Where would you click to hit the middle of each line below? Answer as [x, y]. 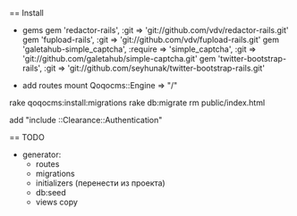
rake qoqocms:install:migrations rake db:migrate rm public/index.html [137, 103]
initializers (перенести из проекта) [100, 183]
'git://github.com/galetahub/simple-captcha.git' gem [119, 58]
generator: [42, 154]
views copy [57, 202]
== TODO [27, 137]
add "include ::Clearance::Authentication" [86, 120]
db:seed [51, 192]
